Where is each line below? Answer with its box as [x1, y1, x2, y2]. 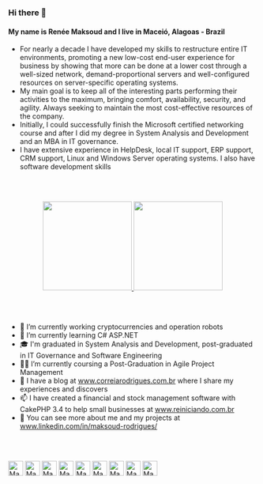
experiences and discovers [19, 384, 108, 394]
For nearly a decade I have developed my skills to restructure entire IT [19, 44, 248, 54]
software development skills [19, 162, 111, 172]
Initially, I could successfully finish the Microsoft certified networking [19, 120, 244, 130]
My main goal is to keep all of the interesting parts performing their [19, 86, 238, 96]
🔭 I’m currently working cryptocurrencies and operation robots [19, 322, 224, 331]
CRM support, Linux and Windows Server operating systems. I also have [19, 153, 255, 163]
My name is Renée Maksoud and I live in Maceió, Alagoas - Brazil [8, 27, 225, 36]
